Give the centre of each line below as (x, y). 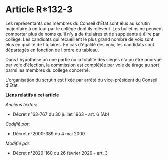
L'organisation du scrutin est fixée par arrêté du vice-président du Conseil (81, 80)
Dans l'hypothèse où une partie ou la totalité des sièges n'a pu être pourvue (83, 59)
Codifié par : (18, 124)
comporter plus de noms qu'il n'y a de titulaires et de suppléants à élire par (83, 34)
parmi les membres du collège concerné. (48, 70)
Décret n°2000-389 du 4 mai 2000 (49, 133)
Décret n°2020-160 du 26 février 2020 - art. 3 (60, 153)
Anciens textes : (21, 104)
